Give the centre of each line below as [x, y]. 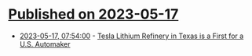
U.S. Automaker [45, 44]
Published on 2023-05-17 [93, 14]
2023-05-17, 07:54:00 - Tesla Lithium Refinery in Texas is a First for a [131, 36]
